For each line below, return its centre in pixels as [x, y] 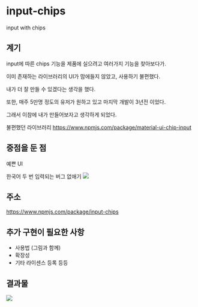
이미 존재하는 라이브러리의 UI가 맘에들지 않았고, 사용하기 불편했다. [83, 76]
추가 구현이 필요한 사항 [46, 232]
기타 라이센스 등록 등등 [41, 263]
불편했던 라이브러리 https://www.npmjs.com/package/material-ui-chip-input [99, 127]
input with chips [26, 28]
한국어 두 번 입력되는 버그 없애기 [44, 176]
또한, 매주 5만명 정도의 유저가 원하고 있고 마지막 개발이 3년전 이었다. [86, 102]
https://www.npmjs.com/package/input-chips [62, 212]
